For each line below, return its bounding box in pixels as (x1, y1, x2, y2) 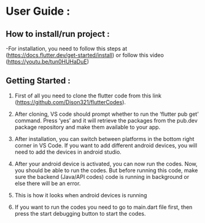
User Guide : (6, 4, 71, 18)
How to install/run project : (6, 29, 110, 39)
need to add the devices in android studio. (14, 148, 122, 156)
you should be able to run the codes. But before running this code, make (14, 167, 198, 174)
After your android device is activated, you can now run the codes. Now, (14, 160, 198, 167)
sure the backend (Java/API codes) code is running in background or (14, 173, 190, 180)
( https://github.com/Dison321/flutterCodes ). (14, 98, 126, 105)
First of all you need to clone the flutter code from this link (14, 92, 162, 99)
